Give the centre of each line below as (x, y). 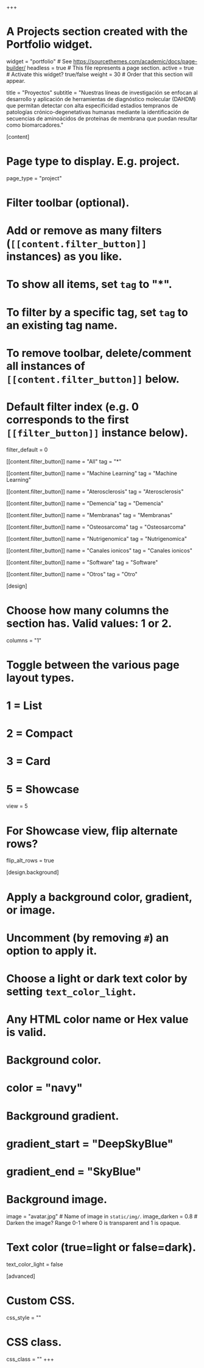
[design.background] (33, 872)
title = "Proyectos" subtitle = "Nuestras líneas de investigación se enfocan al (102, 93)
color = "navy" (44, 1088)
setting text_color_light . (71, 991)
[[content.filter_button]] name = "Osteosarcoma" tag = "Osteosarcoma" (96, 527)
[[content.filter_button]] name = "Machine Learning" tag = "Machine (92, 473)
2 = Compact (40, 734)
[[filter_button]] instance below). (97, 432)
